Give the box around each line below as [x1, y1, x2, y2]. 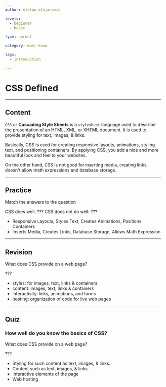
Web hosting [12, 376, 39, 382]
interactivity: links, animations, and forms [12, 291, 96, 297]
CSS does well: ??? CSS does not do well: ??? [5, 209, 98, 215]
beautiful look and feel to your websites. [5, 152, 87, 158]
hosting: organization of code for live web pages [12, 296, 111, 302]
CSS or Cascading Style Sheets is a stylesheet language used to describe [5, 121, 156, 127]
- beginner [9, 21, 32, 26]
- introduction [9, 57, 41, 62]
